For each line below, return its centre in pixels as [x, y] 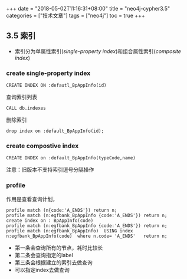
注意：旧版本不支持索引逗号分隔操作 [50, 170]
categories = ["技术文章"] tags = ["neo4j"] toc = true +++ [76, 15]
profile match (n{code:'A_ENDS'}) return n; [62, 210]
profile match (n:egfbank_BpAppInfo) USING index [70, 231]
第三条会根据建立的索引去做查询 [53, 262]
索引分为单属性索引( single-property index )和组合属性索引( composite [98, 51]
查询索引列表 [22, 97]
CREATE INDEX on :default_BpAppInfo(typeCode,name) [71, 158]
